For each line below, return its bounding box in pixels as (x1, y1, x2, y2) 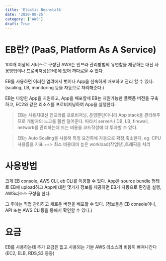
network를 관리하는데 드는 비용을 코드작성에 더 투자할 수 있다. (17, 125, 138, 130)
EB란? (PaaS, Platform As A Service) (5, 44, 157, 55)
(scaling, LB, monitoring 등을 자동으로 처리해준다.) (5, 85, 104, 91)
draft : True (5, 21, 30, 26)
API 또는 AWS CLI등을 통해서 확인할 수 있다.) (5, 207, 93, 213)
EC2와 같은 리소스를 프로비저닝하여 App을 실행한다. (15, 102, 116, 108)
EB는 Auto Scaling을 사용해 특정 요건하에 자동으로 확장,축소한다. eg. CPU (17, 135, 162, 141)
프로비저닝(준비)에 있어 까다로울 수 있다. (26, 68, 104, 74)
